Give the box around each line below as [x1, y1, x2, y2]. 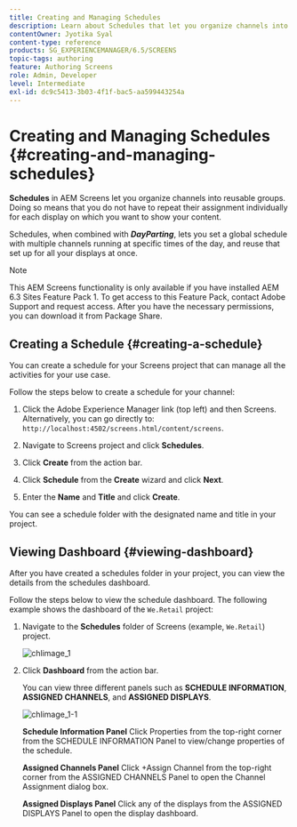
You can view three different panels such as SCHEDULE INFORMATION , [21, 682, 287, 694]
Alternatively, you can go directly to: [21, 413, 155, 424]
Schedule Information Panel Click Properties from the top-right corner [21, 727, 282, 737]
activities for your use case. [9, 370, 111, 381]
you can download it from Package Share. [9, 310, 163, 321]
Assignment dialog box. [21, 782, 109, 792]
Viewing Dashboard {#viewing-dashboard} [9, 544, 254, 559]
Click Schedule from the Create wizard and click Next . [21, 475, 224, 486]
